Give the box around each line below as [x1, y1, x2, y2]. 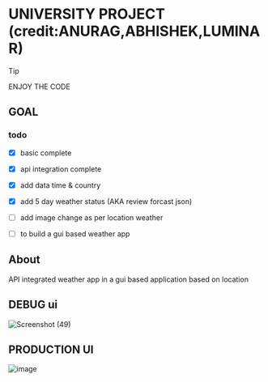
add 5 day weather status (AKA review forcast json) [19, 196, 193, 206]
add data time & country [19, 180, 101, 190]
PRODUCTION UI [8, 343, 94, 357]
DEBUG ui [8, 298, 58, 312]
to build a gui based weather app [19, 228, 130, 239]
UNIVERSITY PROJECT [8, 5, 166, 23]
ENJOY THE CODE [8, 82, 70, 91]
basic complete [19, 147, 72, 158]
